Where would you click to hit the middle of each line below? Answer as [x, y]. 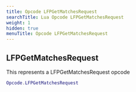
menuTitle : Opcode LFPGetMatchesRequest [57, 34]
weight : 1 [18, 23]
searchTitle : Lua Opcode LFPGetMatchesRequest [65, 17]
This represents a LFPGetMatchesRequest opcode [68, 72]
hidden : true [22, 28]
